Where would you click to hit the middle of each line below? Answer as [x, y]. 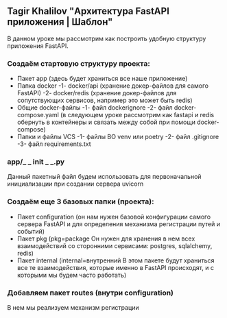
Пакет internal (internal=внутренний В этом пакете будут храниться [116, 260]
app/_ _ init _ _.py [36, 162]
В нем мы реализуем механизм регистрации [73, 307]
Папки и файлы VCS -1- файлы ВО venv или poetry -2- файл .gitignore [118, 137]
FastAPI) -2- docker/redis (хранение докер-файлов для [97, 93]
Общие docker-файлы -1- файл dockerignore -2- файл [95, 108]
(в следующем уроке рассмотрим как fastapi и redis [138, 115]
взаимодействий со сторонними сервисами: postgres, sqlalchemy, [115, 245]
